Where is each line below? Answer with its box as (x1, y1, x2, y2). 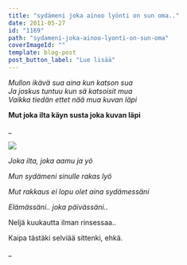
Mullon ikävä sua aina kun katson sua (8, 77, 134, 88)
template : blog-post (8, 49, 77, 57)
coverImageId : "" (8, 41, 66, 49)
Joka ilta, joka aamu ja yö (8, 156, 93, 166)
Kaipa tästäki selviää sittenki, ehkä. (8, 232, 123, 243)
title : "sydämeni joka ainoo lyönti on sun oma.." (8, 11, 180, 20)
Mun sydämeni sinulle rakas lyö (8, 171, 112, 181)
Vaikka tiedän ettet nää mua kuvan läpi (8, 95, 138, 104)
